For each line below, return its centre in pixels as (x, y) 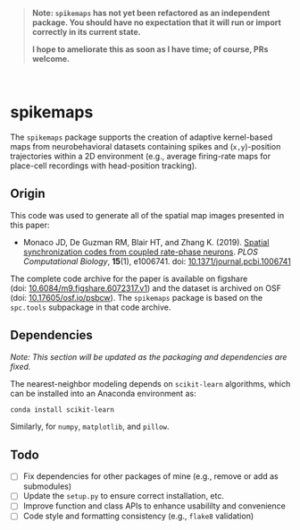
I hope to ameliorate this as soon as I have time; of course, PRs (150, 49)
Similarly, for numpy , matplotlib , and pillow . (90, 427)
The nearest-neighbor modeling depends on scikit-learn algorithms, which (150, 383)
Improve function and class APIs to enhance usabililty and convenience (154, 506)
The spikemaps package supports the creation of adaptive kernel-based (142, 137)
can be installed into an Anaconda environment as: (103, 393)
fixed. (21, 366)
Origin (28, 194)
